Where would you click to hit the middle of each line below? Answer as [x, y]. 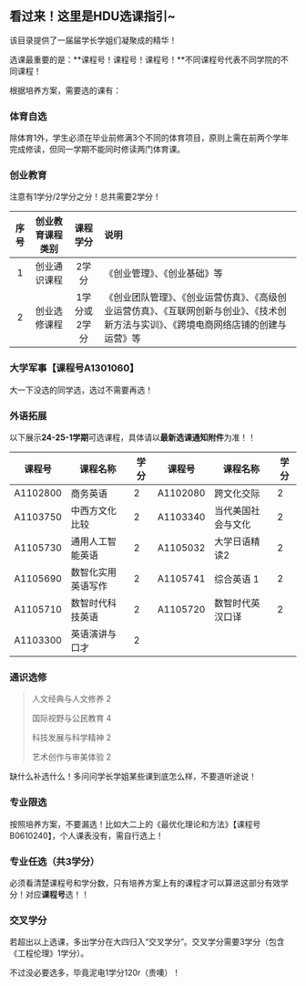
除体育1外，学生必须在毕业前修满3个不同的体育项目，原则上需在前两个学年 [149, 138]
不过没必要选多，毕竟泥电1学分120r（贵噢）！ [95, 973]
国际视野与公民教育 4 [71, 719]
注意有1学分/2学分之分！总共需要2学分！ [85, 197]
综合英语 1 [236, 579]
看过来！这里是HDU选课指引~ [92, 16]
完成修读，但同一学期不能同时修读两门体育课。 [97, 150]
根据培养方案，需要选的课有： [65, 90]
